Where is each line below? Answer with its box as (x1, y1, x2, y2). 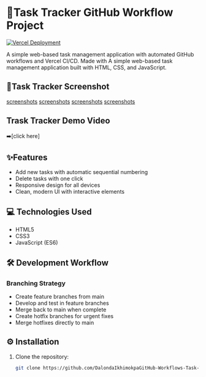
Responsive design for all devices (15, 181, 101, 189)
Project (6, 18, 44, 32)
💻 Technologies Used (6, 207, 92, 217)
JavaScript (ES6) (15, 239, 58, 246)
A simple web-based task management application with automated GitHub (6, 50, 194, 58)
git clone (15, 365, 41, 371)
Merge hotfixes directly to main (15, 319, 94, 326)
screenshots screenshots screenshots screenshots (6, 97, 135, 105)
